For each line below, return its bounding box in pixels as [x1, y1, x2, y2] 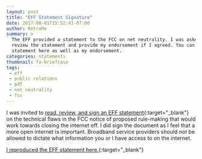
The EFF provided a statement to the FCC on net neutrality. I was [11, 37, 185, 43]
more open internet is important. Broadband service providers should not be [6, 128, 195, 135]
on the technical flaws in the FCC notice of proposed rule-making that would [6, 115, 196, 122]
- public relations [8, 76, 58, 82]
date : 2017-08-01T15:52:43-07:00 [6, 20, 90, 26]
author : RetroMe [6, 25, 47, 32]
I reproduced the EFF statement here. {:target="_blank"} [6, 146, 144, 153]
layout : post [6, 8, 39, 15]
